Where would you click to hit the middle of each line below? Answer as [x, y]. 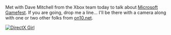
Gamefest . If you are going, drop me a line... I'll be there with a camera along [86, 12]
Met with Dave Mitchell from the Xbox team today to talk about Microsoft [82, 7]
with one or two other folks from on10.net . [49, 18]
